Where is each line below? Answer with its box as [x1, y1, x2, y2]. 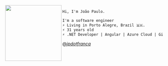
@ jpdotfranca [62, 41, 91, 47]
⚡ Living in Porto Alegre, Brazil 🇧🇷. [62, 22, 145, 28]
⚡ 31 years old [62, 27, 94, 32]
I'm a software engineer [62, 18, 114, 23]
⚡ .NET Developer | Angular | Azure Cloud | [62, 32, 156, 37]
